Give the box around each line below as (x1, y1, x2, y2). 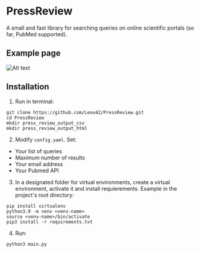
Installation (6, 82, 49, 92)
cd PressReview (6, 115, 45, 121)
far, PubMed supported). (6, 30, 67, 37)
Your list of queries (14, 147, 62, 155)
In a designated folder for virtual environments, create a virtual (14, 178, 170, 185)
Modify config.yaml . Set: (14, 136, 77, 143)
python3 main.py (6, 241, 47, 247)
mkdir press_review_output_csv (6, 120, 85, 126)
